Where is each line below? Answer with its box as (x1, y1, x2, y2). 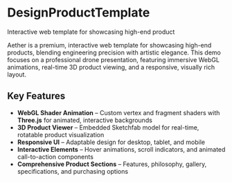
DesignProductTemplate (7, 5, 150, 21)
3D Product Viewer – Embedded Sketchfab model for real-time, (17, 123, 199, 132)
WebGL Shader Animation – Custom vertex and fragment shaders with (17, 108, 220, 117)
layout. (7, 70, 26, 79)
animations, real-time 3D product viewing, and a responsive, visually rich (7, 63, 215, 71)
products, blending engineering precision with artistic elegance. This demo (7, 48, 222, 57)
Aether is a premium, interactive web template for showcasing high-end (7, 41, 212, 49)
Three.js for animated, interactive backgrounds (17, 116, 152, 124)
